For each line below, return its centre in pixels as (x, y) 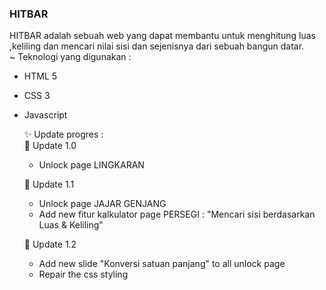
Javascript (45, 115)
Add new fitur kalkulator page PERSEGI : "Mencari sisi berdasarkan (177, 214)
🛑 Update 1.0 (50, 146)
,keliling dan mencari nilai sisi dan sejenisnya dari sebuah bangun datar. (157, 46)
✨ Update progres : (63, 134)
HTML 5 (40, 76)
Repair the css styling (83, 274)
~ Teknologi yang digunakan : (70, 57)
